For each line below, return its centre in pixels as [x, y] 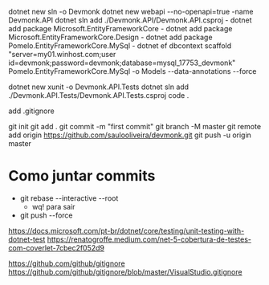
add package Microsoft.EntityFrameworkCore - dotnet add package [120, 28]
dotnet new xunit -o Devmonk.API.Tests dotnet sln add [99, 87]
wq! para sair [53, 206]
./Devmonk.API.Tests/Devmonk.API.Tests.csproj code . [99, 95]
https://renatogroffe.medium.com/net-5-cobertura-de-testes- [149, 239]
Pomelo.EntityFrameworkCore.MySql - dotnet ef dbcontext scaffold [120, 46]
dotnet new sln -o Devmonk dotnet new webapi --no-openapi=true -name [131, 12]
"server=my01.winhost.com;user [62, 54]
